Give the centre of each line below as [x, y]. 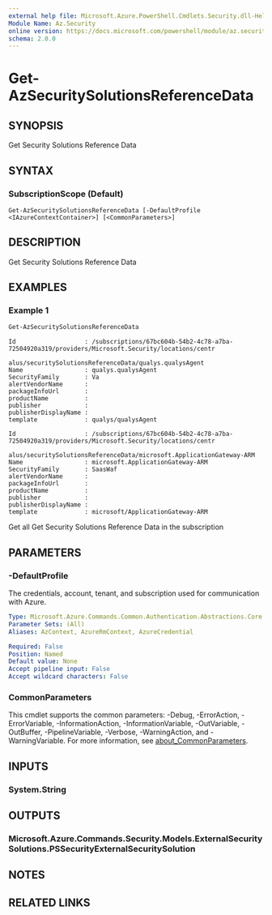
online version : [36, 31]
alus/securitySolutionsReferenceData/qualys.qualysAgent [106, 363]
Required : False [36, 646]
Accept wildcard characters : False [68, 677]
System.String [38, 789]
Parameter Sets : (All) [47, 624]
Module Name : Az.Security [52, 24]
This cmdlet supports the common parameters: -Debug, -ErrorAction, [124, 715]
